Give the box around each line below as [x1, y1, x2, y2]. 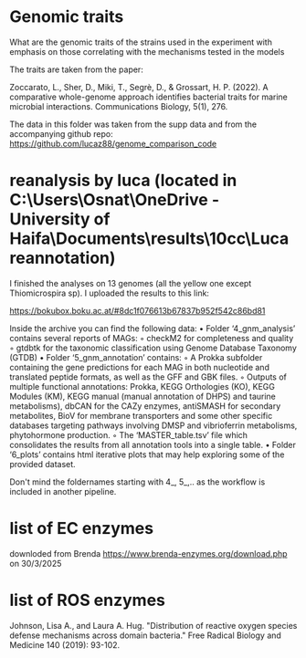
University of [9, 209, 111, 230]
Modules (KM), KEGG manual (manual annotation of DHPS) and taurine [9, 391, 277, 402]
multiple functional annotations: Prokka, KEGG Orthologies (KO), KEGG [9, 381, 276, 392]
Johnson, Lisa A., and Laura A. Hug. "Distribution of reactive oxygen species [9, 620, 298, 631]
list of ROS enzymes [9, 590, 166, 611]
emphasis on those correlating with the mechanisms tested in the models [9, 46, 285, 57]
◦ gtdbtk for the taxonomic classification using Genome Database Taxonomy [9, 342, 297, 353]
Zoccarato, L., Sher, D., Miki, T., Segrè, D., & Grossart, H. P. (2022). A [9, 81, 269, 92]
